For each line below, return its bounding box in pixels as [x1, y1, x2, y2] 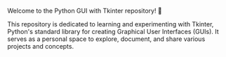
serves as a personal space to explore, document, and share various [7, 35, 206, 43]
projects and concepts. [7, 42, 74, 50]
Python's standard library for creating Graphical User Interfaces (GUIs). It [7, 28, 219, 35]
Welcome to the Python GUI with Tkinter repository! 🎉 [7, 7, 163, 15]
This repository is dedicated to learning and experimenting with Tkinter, [7, 20, 214, 28]
